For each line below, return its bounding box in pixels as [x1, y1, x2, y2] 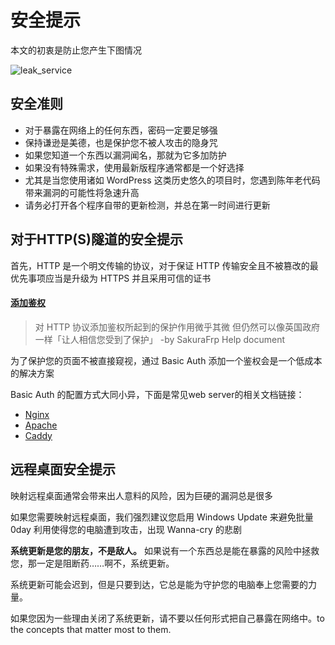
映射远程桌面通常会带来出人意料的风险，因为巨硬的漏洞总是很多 [10, 489, 273, 501]
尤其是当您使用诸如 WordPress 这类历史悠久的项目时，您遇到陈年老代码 [24, 174, 321, 186]
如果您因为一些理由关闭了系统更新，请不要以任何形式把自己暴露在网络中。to [10, 612, 325, 624]
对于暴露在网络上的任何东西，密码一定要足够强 [24, 124, 218, 136]
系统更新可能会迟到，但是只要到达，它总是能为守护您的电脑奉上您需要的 [10, 578, 308, 590]
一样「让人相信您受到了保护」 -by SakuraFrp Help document [34, 333, 286, 345]
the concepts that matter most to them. [10, 623, 172, 635]
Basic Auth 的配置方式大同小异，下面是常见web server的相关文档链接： [10, 388, 305, 400]
